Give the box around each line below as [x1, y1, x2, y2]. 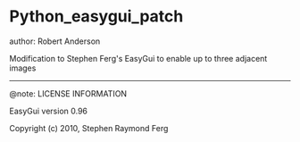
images [9, 63, 37, 73]
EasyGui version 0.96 [9, 105, 87, 116]
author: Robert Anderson [9, 36, 101, 46]
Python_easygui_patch [9, 6, 184, 27]
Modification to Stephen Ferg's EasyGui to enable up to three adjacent [9, 53, 268, 63]
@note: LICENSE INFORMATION [9, 88, 128, 99]
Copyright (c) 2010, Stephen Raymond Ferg [9, 122, 169, 133]
